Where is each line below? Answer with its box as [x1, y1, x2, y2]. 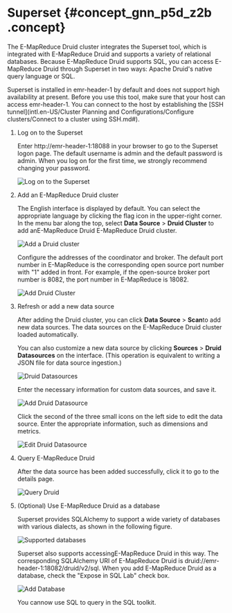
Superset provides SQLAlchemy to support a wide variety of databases [17, 515, 220, 523]
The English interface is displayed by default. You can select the [17, 204, 201, 212]
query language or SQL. [7, 71, 75, 80]
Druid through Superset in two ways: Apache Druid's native [42, 64, 213, 73]
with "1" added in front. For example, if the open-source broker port [17, 268, 211, 276]
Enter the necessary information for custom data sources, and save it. [17, 385, 217, 393]
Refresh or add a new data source [17, 302, 114, 310]
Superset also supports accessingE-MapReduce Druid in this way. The [17, 549, 220, 558]
